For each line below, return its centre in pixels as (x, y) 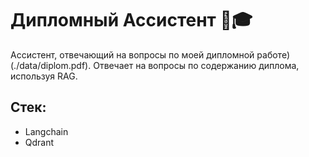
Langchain (46, 131)
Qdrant (39, 142)
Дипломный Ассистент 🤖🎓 (131, 20)
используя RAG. (44, 76)
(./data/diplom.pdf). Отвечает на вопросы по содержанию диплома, (155, 65)
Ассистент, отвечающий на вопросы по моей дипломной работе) (150, 54)
